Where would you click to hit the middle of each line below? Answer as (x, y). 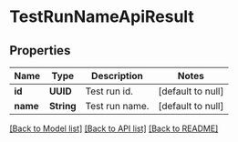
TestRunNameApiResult (102, 17)
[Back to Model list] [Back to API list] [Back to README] (114, 128)
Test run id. (109, 91)
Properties (40, 51)
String (62, 106)
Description (117, 76)
